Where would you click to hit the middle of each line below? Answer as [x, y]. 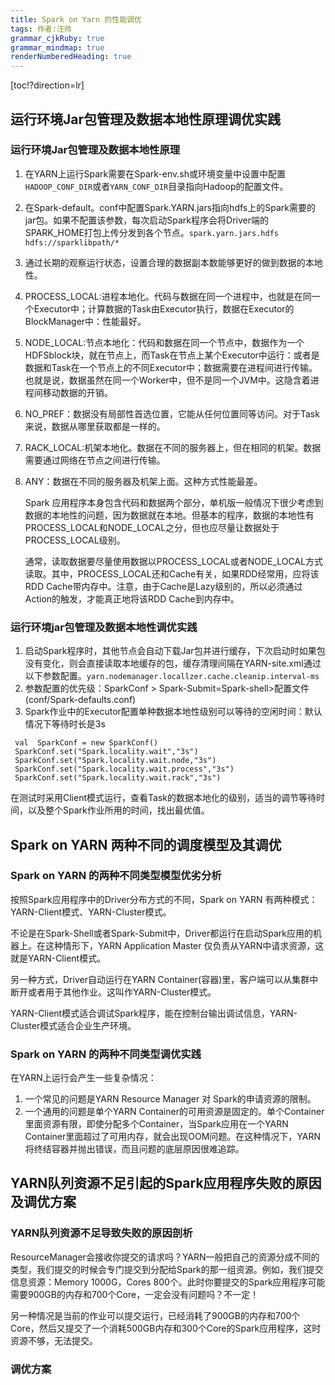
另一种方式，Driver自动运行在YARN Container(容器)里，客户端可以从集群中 [164, 979]
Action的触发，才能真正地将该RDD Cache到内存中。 [132, 598]
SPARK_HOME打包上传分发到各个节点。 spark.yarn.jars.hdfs [151, 232]
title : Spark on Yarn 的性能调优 [76, 19]
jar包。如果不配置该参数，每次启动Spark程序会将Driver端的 [146, 220]
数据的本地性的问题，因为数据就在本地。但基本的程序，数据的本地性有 [169, 515]
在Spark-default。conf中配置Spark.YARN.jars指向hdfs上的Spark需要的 [170, 207]
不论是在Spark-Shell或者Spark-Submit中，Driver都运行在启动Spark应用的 [161, 933]
